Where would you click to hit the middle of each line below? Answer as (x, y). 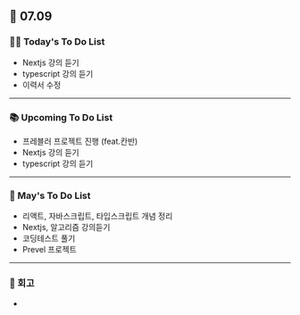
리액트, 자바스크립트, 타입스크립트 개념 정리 (97, 216)
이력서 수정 (42, 85)
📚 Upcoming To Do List (61, 117)
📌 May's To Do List (50, 195)
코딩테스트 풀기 (49, 238)
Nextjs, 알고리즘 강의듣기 (66, 228)
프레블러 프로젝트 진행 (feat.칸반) (80, 141)
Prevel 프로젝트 (50, 250)
